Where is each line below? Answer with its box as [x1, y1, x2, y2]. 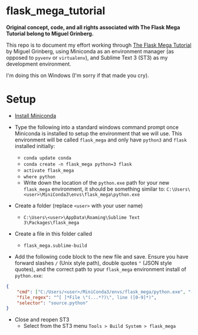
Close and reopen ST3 [14, 316, 70, 323]
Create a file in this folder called [14, 230, 93, 237]
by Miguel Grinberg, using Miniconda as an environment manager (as [6, 47, 174, 54]
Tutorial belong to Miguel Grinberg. [6, 30, 94, 37]
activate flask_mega [23, 167, 74, 173]
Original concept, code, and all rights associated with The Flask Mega [6, 24, 180, 31]
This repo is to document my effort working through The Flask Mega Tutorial [6, 41, 192, 49]
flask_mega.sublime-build [23, 243, 87, 249]
